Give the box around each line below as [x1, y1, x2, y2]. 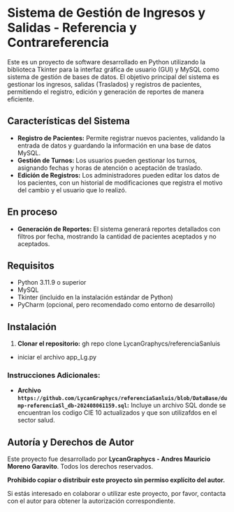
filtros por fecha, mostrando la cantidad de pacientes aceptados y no [17, 232, 217, 241]
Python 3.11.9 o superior [17, 278, 87, 287]
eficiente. [7, 94, 35, 103]
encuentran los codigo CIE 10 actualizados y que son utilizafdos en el [17, 408, 217, 417]
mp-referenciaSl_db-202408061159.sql [17, 402, 128, 410]
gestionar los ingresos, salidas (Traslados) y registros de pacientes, [7, 80, 202, 88]
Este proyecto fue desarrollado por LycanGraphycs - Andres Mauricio [7, 455, 211, 463]
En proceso [7, 206, 58, 218]
